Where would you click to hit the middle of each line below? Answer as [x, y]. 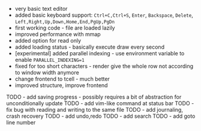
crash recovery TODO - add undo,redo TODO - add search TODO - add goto [101, 116]
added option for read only [48, 41]
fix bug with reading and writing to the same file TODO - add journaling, [94, 110]
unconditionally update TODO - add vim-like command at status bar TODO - [100, 103]
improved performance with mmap [58, 34]
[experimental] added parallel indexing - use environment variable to [100, 53]
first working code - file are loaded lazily [65, 28]
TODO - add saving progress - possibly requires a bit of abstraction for [94, 97]
